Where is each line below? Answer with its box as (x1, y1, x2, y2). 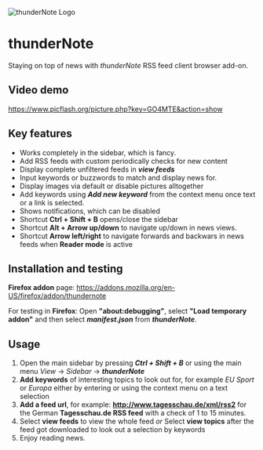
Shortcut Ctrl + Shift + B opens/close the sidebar (19, 214, 179, 223)
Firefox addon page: (8, 283, 75, 292)
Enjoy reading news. (19, 434, 86, 443)
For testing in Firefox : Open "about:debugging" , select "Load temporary (8, 307, 247, 316)
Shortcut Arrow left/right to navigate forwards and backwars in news (19, 231, 245, 241)
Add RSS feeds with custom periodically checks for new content (19, 156, 228, 165)
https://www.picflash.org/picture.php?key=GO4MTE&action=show (8, 104, 223, 114)
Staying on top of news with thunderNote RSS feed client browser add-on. (8, 60, 249, 70)
